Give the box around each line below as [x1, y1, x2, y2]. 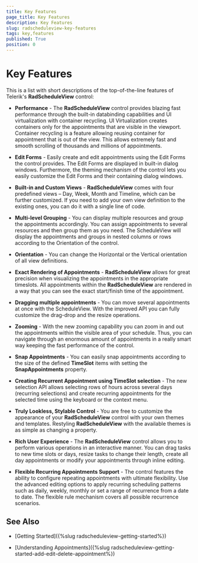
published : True [6, 36, 46, 42]
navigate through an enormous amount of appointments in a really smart [14, 335, 191, 342]
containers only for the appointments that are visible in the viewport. [14, 123, 181, 130]
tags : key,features [6, 31, 54, 37]
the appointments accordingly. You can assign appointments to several [14, 220, 188, 228]
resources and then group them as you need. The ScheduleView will [14, 227, 181, 234]
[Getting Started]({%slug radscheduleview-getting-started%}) [14, 532, 167, 539]
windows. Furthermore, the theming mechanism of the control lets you [14, 166, 186, 173]
